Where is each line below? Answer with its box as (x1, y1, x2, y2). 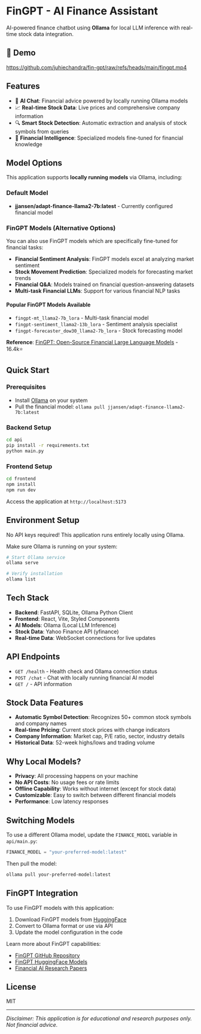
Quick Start (6, 365, 50, 375)
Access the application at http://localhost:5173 (6, 498, 127, 505)
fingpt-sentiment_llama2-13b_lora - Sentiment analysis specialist (14, 321, 178, 328)
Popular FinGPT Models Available (6, 301, 91, 308)
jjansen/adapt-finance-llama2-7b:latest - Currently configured (14, 202, 173, 209)
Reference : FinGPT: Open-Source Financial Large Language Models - (6, 339, 178, 346)
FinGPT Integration (6, 888, 78, 898)
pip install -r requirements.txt (6, 443, 90, 449)
